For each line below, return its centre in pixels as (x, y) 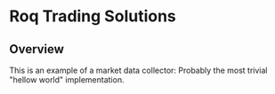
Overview (37, 49)
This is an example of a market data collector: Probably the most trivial (138, 70)
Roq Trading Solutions (93, 16)
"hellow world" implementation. (67, 80)
